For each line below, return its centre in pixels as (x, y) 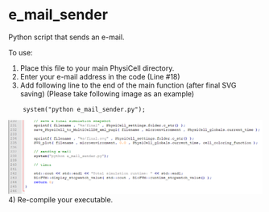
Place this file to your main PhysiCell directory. (97, 68)
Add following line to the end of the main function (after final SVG (128, 85)
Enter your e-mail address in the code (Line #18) (100, 76)
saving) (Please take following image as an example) (107, 93)
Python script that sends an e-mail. (66, 37)
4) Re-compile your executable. (61, 200)
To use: (21, 52)
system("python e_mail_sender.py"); (85, 109)
